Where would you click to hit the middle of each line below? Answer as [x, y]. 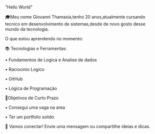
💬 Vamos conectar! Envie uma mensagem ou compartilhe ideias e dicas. [78, 126]
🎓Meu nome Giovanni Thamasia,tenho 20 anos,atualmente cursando [75, 17]
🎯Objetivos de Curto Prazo [32, 98]
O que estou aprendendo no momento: [44, 39]
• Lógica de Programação [31, 88]
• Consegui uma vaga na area [35, 107]
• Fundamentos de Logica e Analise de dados [51, 60]
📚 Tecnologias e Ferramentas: [36, 48]
